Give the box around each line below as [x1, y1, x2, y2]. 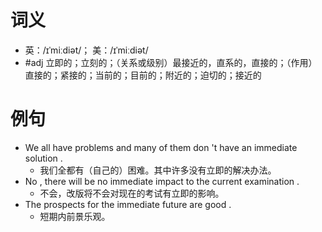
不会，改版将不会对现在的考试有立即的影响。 [39, 187, 225, 199]
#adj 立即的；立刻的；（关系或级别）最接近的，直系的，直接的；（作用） [24, 56, 318, 68]
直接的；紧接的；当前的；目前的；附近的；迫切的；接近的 [24, 69, 262, 81]
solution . [24, 152, 63, 164]
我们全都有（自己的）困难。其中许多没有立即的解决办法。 [39, 164, 277, 176]
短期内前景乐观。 [39, 210, 111, 222]
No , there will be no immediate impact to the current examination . [24, 175, 300, 187]
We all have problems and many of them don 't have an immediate [24, 141, 298, 153]
